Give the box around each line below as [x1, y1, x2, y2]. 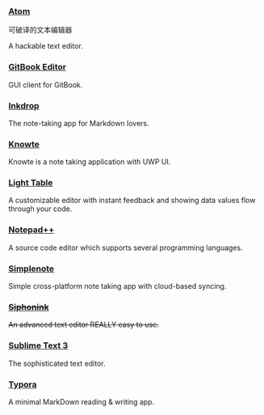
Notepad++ [8, 224, 55, 235]
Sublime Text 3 [8, 340, 69, 351]
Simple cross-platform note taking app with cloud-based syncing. [8, 282, 227, 291]
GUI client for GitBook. [8, 79, 83, 90]
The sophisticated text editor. [8, 358, 107, 368]
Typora [8, 379, 38, 390]
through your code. [8, 204, 73, 214]
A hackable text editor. [8, 41, 83, 51]
